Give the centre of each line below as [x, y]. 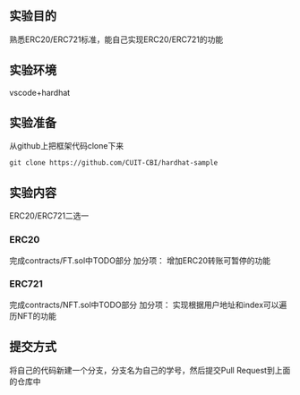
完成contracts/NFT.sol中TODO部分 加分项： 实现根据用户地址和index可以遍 [148, 305]
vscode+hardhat [40, 92]
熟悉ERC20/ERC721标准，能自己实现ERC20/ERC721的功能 [116, 39]
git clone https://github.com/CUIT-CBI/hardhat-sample [114, 163]
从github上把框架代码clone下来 [66, 146]
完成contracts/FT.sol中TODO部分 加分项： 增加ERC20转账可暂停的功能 [140, 260]
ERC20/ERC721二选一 [49, 216]
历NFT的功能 [33, 315]
